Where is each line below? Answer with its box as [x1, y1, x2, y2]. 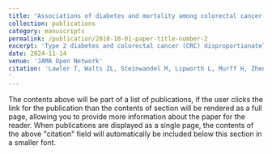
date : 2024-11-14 [8, 49, 67, 58]
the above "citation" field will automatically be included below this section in [8, 129, 262, 139]
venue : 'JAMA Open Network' [8, 58, 104, 66]
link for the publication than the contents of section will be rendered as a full [8, 103, 262, 113]
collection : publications [8, 19, 96, 28]
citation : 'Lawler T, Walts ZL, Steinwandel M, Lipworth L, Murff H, [8, 65, 249, 73]
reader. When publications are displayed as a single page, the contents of [8, 120, 254, 130]
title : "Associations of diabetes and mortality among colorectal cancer [8, 11, 263, 20]
